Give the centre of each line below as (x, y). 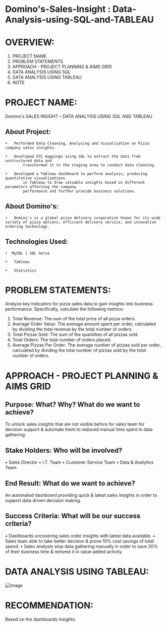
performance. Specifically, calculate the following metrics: (64, 309)
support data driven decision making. (43, 500)
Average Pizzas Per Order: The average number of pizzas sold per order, (86, 345)
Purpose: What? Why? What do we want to (73, 405)
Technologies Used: (37, 242)
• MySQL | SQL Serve (28, 253)
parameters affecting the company (41, 187)
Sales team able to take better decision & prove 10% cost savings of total (80, 541)
